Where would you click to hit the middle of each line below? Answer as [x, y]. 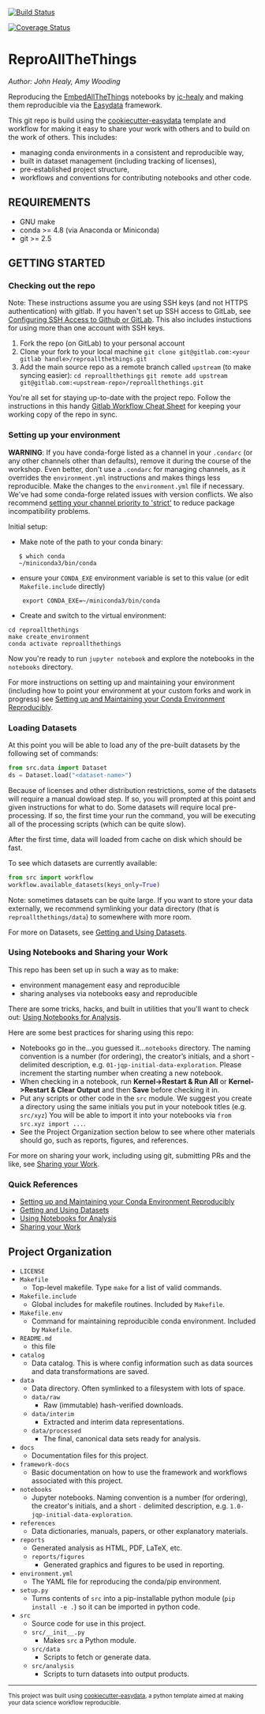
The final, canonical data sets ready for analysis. [122, 1438]
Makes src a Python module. [90, 1640]
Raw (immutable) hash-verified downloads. [113, 1405]
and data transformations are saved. [90, 1371]
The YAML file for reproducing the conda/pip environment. [127, 1581]
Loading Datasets [43, 727]
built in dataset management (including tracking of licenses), [118, 160]
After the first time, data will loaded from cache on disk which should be [125, 839]
